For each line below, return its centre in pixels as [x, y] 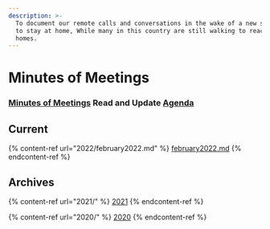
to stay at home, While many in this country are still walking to [131, 31]
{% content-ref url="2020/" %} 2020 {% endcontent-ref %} [108, 217]
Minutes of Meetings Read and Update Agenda [101, 103]
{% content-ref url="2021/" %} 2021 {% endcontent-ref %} [106, 201]
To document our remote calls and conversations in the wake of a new [136, 23]
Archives [31, 182]
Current [28, 129]
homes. [27, 38]
